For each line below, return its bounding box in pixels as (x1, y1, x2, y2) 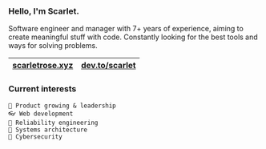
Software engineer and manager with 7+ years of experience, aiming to (8, 24, 244, 34)
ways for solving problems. (8, 41, 98, 50)
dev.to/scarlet (81, 60, 136, 71)
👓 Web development (8, 110, 74, 118)
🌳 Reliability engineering (8, 119, 99, 127)
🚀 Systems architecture (8, 126, 88, 134)
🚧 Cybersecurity (8, 132, 62, 141)
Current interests (8, 83, 77, 95)
